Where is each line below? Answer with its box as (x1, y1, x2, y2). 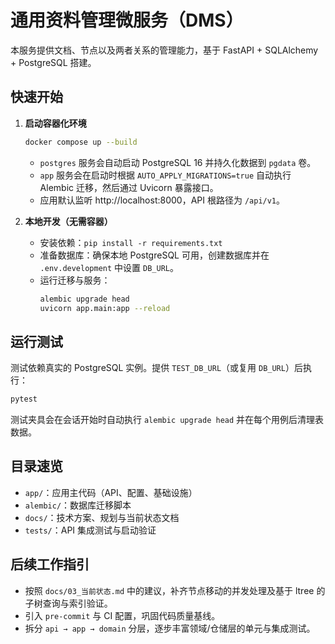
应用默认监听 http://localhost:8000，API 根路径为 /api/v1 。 (39, 194, 286, 206)
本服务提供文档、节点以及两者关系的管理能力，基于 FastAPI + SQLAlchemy (10, 44, 319, 56)
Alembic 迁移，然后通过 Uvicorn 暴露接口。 (39, 181, 219, 193)
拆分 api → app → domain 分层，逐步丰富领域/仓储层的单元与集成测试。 (24, 622, 316, 634)
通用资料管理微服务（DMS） (10, 9, 244, 32)
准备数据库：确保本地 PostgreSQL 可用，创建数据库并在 (39, 249, 270, 261)
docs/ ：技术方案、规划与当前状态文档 (24, 511, 180, 523)
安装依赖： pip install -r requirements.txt (39, 236, 223, 248)
